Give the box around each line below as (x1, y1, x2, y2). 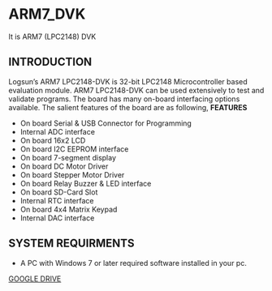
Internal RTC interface (19, 195, 94, 205)
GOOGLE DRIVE (8, 273, 62, 284)
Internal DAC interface (19, 212, 95, 223)
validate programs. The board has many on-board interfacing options (8, 94, 240, 104)
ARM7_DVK (8, 5, 86, 24)
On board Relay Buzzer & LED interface (19, 178, 152, 188)
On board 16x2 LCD (19, 135, 86, 145)
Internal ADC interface (19, 126, 96, 136)
